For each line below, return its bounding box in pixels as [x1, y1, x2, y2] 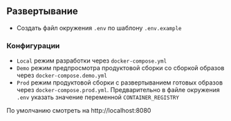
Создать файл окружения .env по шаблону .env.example [16, 23, 182, 32]
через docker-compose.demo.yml [16, 71, 108, 80]
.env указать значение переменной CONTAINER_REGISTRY [16, 93, 179, 102]
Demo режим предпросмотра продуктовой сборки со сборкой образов [16, 64, 225, 72]
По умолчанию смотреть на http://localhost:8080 [6, 107, 151, 115]
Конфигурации [6, 41, 60, 50]
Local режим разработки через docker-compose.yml [16, 56, 167, 65]
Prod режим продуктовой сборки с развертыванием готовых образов [16, 78, 223, 87]
